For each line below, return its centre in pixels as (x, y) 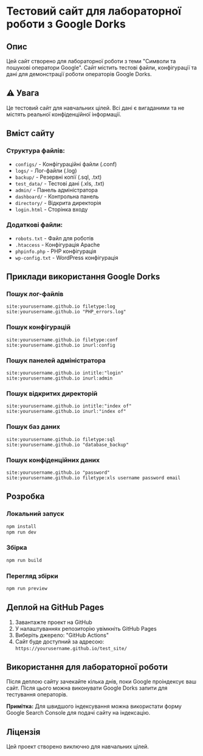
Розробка (26, 497)
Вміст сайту (30, 134)
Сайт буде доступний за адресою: (60, 641)
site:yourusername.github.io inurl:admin (60, 378)
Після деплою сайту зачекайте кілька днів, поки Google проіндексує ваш (101, 682)
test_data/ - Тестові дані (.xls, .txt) (60, 183)
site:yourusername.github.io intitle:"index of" (69, 406)
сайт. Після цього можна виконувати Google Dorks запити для (87, 688)
